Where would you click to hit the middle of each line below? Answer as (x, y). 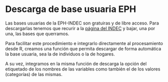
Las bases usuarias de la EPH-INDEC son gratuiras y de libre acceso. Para (82, 23)
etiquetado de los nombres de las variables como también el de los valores (83, 69)
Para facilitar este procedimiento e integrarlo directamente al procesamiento (84, 43)
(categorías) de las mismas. (34, 74)
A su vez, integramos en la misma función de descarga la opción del (76, 63)
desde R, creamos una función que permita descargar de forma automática (83, 48)
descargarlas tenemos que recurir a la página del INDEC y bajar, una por (80, 28)
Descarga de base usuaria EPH (71, 9)
